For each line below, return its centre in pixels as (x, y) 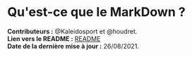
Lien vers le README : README (54, 38)
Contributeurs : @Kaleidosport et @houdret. (72, 31)
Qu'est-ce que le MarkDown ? (96, 12)
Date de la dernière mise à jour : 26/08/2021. (73, 46)
